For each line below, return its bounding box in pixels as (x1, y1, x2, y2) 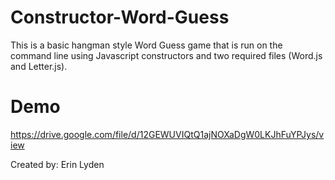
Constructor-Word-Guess (10, 6, 230, 29)
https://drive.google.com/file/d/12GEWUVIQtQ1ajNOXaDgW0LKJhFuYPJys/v (10, 128, 325, 140)
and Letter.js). (10, 60, 68, 72)
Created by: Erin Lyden (10, 158, 105, 170)
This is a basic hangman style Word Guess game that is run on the (10, 39, 283, 51)
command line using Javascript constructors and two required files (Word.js (10, 49, 323, 61)
